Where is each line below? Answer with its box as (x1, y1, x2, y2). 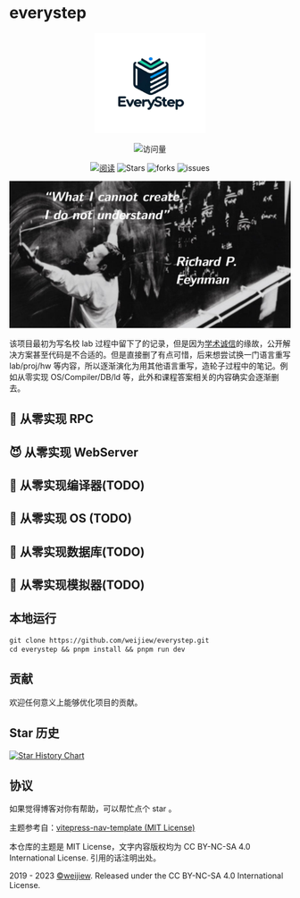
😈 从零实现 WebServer (9, 445, 138, 460)
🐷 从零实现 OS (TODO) (9, 511, 132, 526)
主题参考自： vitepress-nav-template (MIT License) (9, 822, 196, 834)
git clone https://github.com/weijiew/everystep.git (9, 636, 210, 645)
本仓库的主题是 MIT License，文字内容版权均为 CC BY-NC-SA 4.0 (9, 842, 251, 852)
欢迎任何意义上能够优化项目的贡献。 (9, 697, 143, 707)
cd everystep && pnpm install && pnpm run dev (9, 645, 186, 654)
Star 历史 (9, 725, 60, 741)
